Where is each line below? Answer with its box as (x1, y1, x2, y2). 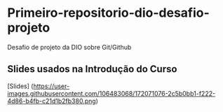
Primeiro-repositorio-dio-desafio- (7, 5, 210, 21)
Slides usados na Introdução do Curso (7, 63, 177, 75)
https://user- (33, 82, 70, 90)
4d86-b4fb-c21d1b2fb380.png (7, 97, 96, 105)
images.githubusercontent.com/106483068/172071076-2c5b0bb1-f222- (7, 89, 216, 97)
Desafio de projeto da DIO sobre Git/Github (7, 43, 132, 51)
